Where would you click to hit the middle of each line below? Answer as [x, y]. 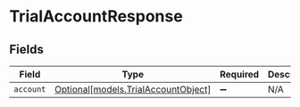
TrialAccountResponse [96, 16]
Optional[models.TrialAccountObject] [133, 89]
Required [240, 74]
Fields [27, 49]
